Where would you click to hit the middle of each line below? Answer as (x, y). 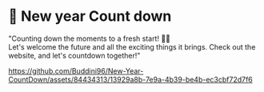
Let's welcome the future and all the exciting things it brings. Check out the (132, 46)
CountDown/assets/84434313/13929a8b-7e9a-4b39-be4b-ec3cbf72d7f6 (131, 79)
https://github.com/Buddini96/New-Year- (76, 70)
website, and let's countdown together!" (74, 55)
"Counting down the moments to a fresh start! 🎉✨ (89, 38)
